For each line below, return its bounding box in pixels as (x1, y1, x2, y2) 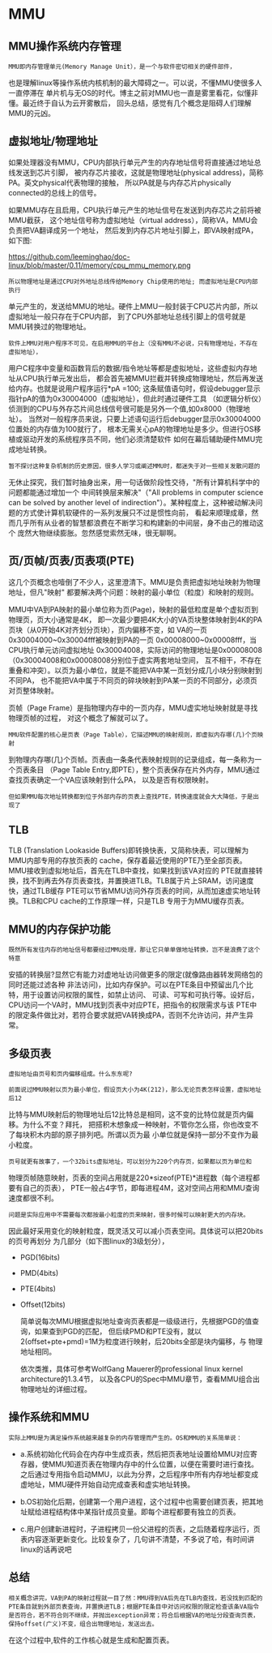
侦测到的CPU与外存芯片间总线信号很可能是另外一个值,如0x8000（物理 (8, 403, 244, 414)
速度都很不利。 (8, 1193, 58, 1203)
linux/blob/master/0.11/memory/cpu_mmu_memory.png (8, 260, 192, 270)
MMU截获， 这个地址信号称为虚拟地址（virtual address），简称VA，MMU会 (8, 215, 258, 225)
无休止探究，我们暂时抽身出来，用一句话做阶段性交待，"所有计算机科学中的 (8, 477, 261, 487)
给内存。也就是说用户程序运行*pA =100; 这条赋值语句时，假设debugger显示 (8, 383, 261, 393)
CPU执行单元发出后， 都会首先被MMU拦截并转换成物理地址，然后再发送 (22, 373, 264, 383)
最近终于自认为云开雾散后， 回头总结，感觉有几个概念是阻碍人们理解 (22, 98, 252, 108)
